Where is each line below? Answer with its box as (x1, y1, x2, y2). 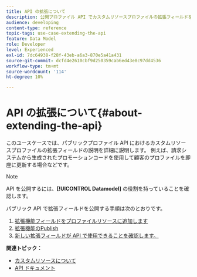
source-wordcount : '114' (6, 69, 67, 75)
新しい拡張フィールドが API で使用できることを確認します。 (14, 232, 159, 239)
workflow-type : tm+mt (6, 63, 59, 69)
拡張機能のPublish (14, 225, 59, 232)
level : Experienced (6, 47, 54, 53)
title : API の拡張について (6, 8, 66, 15)
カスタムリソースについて (14, 257, 76, 264)
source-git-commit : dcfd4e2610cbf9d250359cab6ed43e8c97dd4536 (6, 58, 161, 63)
